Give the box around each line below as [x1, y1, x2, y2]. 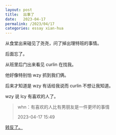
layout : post [5, 7, 32, 12]
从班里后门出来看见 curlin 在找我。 [5, 61, 76, 67]
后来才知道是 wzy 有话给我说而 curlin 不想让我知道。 [5, 83, 113, 89]
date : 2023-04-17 [5, 16, 46, 21]
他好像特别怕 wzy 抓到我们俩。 [5, 72, 69, 78]
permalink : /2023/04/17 [5, 21, 55, 26]
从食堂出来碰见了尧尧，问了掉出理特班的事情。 [5, 40, 101, 46]
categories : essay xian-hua [5, 26, 64, 31]
